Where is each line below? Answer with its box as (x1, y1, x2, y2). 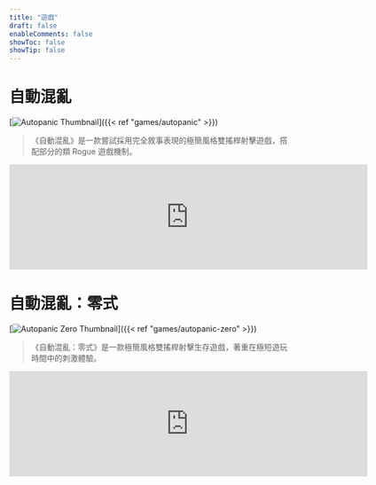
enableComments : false (9, 29, 93, 38)
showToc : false (9, 37, 66, 47)
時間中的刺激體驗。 (30, 353, 102, 364)
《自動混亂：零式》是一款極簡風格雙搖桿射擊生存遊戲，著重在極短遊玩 (30, 342, 288, 352)
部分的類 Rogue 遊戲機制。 (38, 146, 137, 157)
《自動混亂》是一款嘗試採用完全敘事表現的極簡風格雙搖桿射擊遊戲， (30, 135, 280, 146)
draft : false (9, 21, 58, 30)
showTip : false (9, 46, 66, 55)
